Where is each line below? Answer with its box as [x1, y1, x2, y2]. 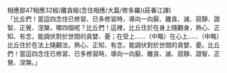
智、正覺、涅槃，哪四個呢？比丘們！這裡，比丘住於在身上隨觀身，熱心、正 [7, 24, 220, 31]
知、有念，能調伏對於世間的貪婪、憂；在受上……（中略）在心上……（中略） [7, 32, 224, 40]
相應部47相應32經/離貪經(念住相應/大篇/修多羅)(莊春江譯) [7, 6, 171, 14]
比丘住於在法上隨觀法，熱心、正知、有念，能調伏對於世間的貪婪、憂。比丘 [7, 41, 220, 49]
